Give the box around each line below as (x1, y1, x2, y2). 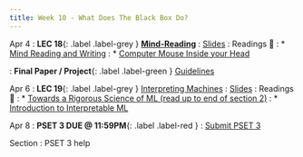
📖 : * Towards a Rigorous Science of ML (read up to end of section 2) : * (9, 93, 279, 103)
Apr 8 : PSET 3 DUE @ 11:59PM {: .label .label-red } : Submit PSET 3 (9, 120, 261, 131)
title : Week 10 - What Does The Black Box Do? (9, 13, 189, 23)
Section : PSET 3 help (9, 137, 91, 148)
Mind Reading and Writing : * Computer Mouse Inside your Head (9, 47, 250, 59)
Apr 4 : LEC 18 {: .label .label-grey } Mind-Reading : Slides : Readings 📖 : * (9, 38, 286, 49)
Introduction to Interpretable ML (9, 102, 129, 113)
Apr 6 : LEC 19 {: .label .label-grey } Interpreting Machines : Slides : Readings (9, 83, 295, 93)
